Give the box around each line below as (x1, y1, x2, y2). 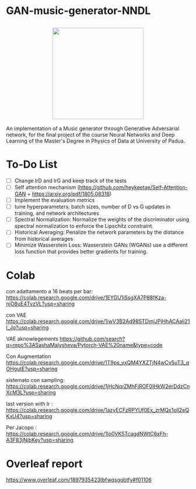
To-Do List (6, 158, 58, 171)
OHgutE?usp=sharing (6, 365, 58, 372)
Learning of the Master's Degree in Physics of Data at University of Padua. (6, 137, 185, 144)
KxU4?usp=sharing (6, 413, 52, 420)
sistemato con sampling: (6, 377, 65, 384)
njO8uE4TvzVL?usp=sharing (6, 300, 75, 307)
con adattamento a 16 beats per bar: (6, 288, 93, 295)
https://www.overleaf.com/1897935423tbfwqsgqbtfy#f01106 (6, 476, 152, 483)
